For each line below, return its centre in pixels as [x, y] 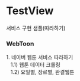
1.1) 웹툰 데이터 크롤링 [35, 65]
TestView [30, 11]
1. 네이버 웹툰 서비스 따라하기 [40, 57]
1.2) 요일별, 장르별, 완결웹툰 [42, 72]
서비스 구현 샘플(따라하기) [36, 28]
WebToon [20, 44]
